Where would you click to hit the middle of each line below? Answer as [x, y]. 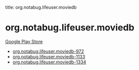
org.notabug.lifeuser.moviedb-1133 [49, 56]
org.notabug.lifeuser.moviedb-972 [48, 51]
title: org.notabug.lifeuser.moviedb [41, 7]
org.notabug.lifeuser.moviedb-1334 [49, 62]
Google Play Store [24, 41]
